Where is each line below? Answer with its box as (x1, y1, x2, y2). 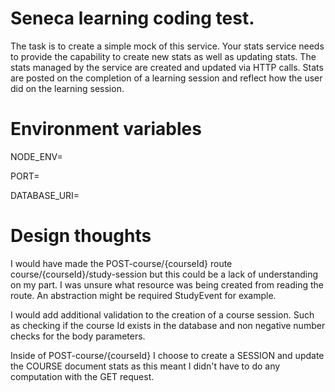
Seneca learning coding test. (10, 7, 255, 30)
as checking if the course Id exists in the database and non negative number (10, 319, 326, 331)
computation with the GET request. (10, 370, 155, 382)
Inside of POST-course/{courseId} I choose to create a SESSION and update (10, 349, 325, 361)
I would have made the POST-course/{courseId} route (10, 257, 233, 269)
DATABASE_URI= (10, 189, 80, 201)
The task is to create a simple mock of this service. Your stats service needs (10, 40, 325, 52)
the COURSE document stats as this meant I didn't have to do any (10, 360, 281, 372)
